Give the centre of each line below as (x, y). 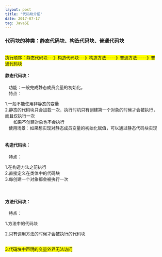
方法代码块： (18, 201)
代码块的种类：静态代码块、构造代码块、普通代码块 (65, 41)
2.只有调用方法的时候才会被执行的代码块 (45, 234)
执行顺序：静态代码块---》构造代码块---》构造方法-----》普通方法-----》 (78, 57)
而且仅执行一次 (20, 116)
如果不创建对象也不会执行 (39, 122)
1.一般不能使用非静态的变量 (32, 104)
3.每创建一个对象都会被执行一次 (37, 179)
